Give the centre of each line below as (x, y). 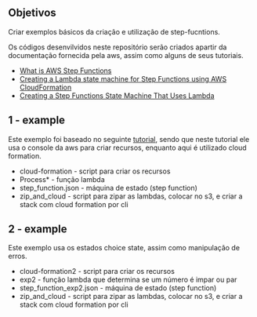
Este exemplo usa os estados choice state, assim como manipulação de (124, 248)
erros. (18, 256)
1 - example (36, 120)
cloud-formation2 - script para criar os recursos (97, 271)
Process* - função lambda (62, 179)
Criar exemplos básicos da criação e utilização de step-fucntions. (114, 31)
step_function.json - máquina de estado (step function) (109, 188)
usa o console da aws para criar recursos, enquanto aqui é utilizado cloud (127, 148)
